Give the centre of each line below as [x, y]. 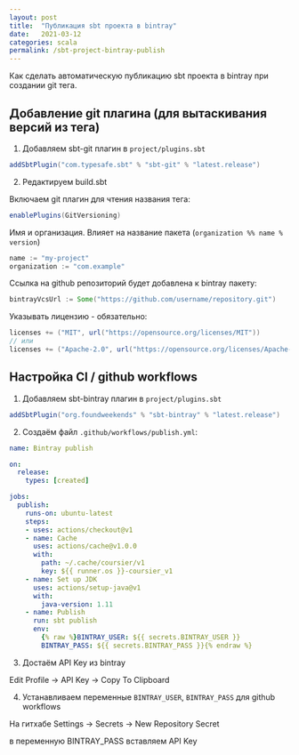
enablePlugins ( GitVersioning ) [65, 215]
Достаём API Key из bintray [74, 663]
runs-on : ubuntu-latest [69, 513]
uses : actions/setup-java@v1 [87, 588]
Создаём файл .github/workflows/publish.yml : [110, 431]
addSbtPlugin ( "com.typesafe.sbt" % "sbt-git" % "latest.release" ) [135, 165]
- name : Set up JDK [61, 579]
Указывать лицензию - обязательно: [78, 317]
